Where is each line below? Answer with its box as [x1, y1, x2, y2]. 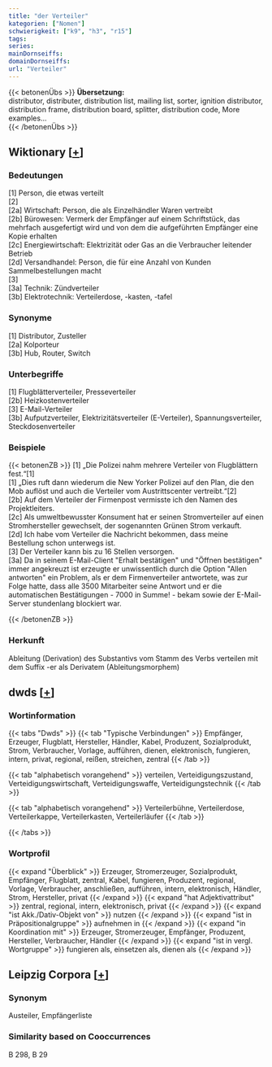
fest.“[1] [8, 469, 35, 479]
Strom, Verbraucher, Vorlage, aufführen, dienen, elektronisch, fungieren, [8, 746, 251, 755]
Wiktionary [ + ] [8, 146, 84, 160]
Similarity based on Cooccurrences [8, 1031, 151, 1043]
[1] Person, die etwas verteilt [8, 188, 104, 198]
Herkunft [8, 635, 45, 646]
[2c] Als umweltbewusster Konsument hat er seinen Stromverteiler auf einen [8, 512, 264, 522]
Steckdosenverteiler [8, 422, 76, 431]
